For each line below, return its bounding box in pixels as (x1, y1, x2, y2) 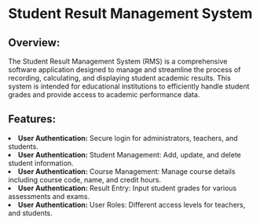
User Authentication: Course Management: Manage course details (18, 166, 236, 176)
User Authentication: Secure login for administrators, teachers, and (18, 133, 238, 143)
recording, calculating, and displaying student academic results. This (8, 74, 232, 82)
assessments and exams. (8, 191, 90, 201)
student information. (8, 158, 74, 168)
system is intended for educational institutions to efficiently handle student (8, 81, 250, 91)
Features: (8, 113, 57, 126)
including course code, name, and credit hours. (8, 175, 162, 184)
